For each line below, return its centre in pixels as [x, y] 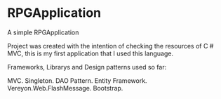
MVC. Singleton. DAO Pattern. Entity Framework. [77, 80]
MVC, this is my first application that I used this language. [91, 53]
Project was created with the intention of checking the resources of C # [110, 46]
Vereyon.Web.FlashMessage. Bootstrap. [65, 88]
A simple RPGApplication [43, 32]
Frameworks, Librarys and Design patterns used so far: [87, 67]
